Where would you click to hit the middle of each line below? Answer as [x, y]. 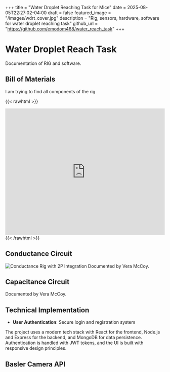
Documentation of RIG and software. [43, 63]
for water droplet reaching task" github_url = [52, 23]
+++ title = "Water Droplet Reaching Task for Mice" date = [66, 7]
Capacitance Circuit [37, 282]
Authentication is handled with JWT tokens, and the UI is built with [74, 343]
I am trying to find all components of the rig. [51, 91]
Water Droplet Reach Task [61, 49]
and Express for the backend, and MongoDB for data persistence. [74, 338]
